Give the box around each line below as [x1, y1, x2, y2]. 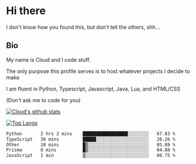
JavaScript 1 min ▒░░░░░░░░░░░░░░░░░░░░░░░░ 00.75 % [6, 153, 176, 159]
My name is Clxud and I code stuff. [6, 56, 91, 63]
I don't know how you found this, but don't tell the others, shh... [6, 24, 161, 31]
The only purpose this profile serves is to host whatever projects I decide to [6, 68, 190, 75]
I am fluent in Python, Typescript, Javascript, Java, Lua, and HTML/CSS [6, 85, 181, 92]
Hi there [6, 4, 46, 18]
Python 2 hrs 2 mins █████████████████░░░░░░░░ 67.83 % [6, 130, 176, 136]
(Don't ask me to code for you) [6, 96, 81, 103]
